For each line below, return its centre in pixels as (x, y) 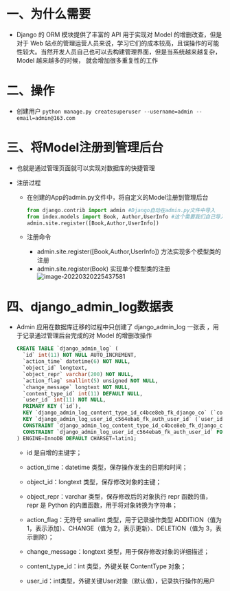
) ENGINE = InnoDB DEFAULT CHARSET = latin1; (77, 438)
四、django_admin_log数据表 (90, 307)
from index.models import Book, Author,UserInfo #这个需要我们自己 (121, 217)
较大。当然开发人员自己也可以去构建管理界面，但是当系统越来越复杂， (122, 52)
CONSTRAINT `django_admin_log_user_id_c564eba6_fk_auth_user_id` (118, 432)
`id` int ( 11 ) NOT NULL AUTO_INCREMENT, (80, 355)
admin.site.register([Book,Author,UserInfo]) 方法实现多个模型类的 (129, 251)
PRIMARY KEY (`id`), (52, 406)
